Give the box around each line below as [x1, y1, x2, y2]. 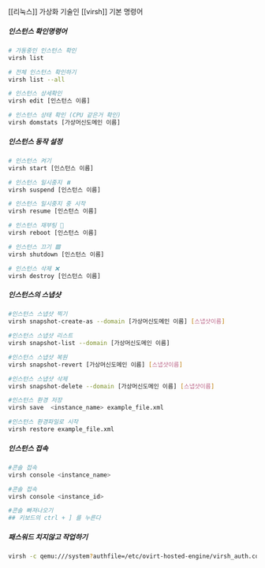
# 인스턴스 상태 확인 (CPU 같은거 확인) [8, 111, 121, 120]
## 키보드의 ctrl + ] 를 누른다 [8, 514, 101, 522]
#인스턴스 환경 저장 [8, 396, 62, 404]
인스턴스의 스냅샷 [8, 290, 62, 299]
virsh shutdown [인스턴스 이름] [8, 251, 105, 258]
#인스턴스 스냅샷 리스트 [8, 332, 73, 340]
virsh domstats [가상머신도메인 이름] [8, 119, 121, 127]
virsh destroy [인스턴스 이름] [8, 272, 101, 280]
